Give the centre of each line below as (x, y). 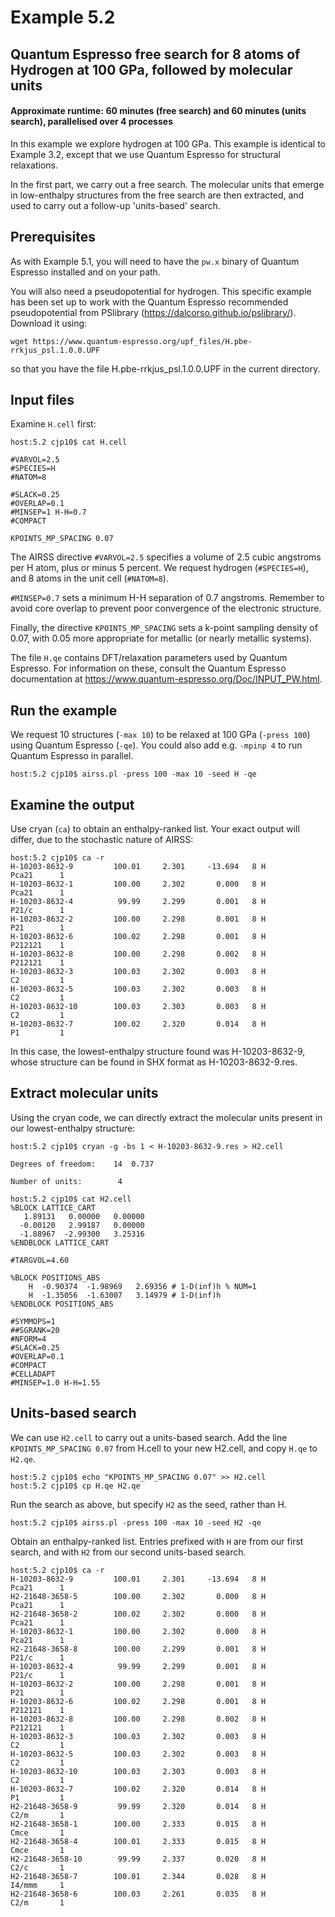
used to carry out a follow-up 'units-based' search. (115, 205)
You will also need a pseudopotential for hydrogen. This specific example (161, 291)
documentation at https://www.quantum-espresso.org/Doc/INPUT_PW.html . (166, 679)
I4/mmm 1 (37, 1885)
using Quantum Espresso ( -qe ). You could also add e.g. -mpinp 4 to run (156, 745)
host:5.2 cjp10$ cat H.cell (69, 442)
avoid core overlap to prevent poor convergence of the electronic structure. (166, 608)
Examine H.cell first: (53, 424)
